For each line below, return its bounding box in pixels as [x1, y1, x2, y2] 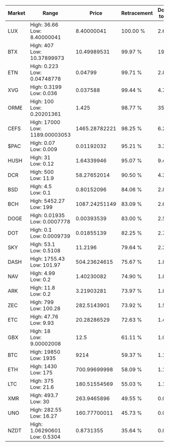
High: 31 [30, 154, 51, 161]
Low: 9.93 [30, 320, 54, 326]
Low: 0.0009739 [30, 233, 70, 240]
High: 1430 [30, 363, 57, 369]
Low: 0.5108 [30, 247, 61, 254]
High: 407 [30, 42, 54, 49]
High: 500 [30, 169, 54, 175]
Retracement [121, 10, 153, 17]
